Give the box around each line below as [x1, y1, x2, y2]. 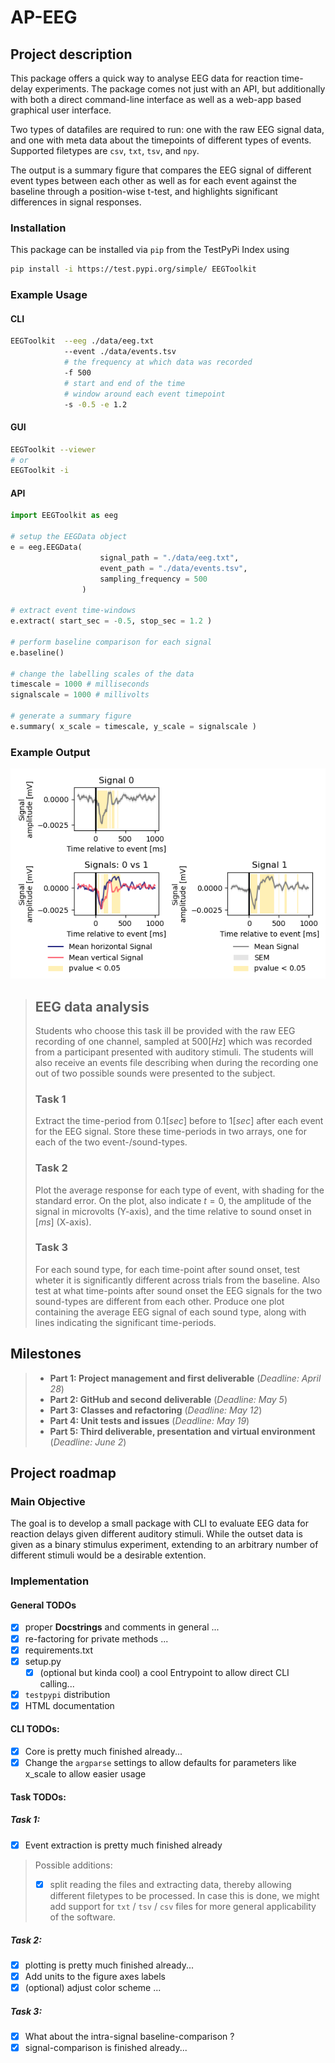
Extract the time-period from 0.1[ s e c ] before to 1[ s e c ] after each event [34, 1115, 324, 1127]
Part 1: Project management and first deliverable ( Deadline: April [49, 1372, 322, 1384]
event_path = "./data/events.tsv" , [99, 563, 248, 573]
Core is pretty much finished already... [24, 1746, 183, 1758]
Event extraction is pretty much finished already [24, 1839, 223, 1851]
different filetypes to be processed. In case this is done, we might [49, 1889, 320, 1901]
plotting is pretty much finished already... [24, 1959, 194, 1971]
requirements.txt [24, 1644, 94, 1656]
